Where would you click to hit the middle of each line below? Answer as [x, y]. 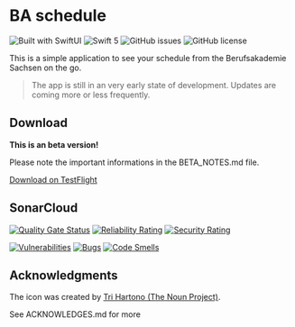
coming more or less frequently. [91, 95]
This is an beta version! [54, 144]
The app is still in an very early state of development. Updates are [154, 85]
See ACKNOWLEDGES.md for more [75, 314]
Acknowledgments [64, 275]
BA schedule [58, 16]
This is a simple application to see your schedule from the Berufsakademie [148, 58]
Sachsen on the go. [46, 68]
